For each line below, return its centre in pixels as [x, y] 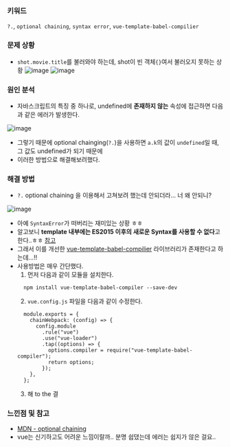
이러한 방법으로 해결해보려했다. [59, 159]
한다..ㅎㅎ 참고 [36, 240]
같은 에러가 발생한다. [52, 114]
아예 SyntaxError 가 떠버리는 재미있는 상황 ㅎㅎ [80, 223]
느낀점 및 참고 [28, 413]
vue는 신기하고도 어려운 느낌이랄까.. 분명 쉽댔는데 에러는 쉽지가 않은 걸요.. [116, 437]
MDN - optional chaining [52, 429]
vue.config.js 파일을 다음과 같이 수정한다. [85, 301]
